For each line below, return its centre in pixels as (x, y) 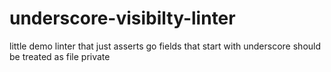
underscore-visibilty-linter (122, 18)
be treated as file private (60, 56)
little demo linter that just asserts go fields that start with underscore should (165, 46)
